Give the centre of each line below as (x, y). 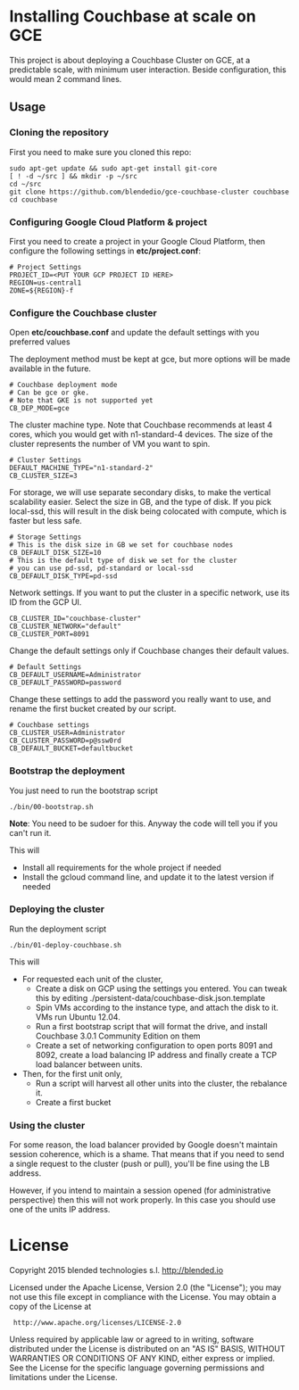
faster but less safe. (46, 521)
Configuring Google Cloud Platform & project (108, 222)
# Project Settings (46, 267)
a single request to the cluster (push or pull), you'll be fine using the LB (140, 1164)
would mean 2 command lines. (66, 79)
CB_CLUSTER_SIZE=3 (43, 476)
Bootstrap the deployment (67, 771)
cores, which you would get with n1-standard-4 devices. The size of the (141, 434)
